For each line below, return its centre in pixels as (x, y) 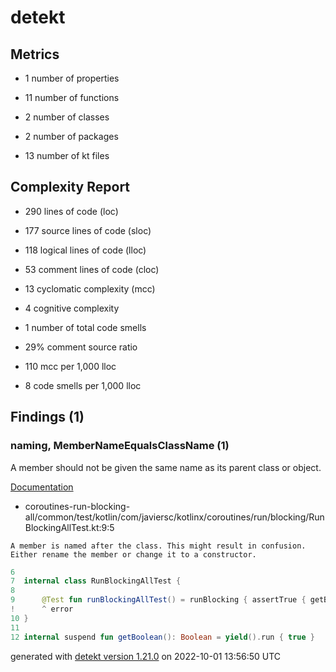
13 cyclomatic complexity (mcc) (90, 288)
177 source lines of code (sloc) (88, 230)
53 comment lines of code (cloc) (92, 269)
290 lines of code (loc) (71, 211)
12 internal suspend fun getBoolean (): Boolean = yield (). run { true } (163, 637)
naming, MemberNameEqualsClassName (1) (120, 446)
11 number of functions (72, 97)
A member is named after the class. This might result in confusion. (158, 546)
